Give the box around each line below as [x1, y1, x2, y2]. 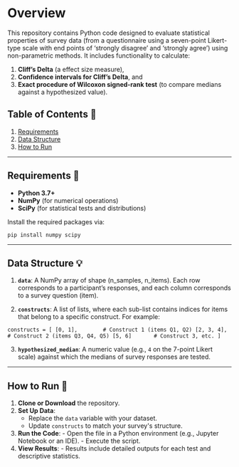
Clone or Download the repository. [17, 399, 120, 407]
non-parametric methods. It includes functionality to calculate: [7, 51, 191, 60]
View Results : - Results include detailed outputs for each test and [17, 444, 211, 453]
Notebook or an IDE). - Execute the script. [17, 436, 141, 446]
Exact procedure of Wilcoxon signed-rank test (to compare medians [17, 80, 222, 88]
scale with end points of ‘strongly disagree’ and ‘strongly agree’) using [22, 43, 228, 52]
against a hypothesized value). [17, 88, 108, 96]
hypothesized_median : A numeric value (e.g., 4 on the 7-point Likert [17, 345, 213, 354]
